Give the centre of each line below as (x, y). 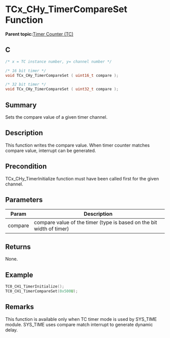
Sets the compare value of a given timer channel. (56, 117)
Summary (21, 105)
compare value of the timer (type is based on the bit (95, 222)
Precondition (26, 166)
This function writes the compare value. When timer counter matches (78, 145)
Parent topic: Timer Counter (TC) (39, 34)
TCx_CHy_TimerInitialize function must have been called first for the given (82, 178)
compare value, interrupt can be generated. (51, 151)
